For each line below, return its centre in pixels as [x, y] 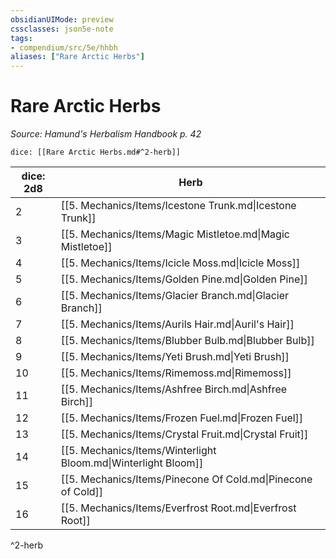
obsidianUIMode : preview [62, 19]
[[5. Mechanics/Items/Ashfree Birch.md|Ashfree [174, 389]
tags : [21, 38]
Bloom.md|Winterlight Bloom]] [132, 463]
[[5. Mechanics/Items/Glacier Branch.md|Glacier [175, 296]
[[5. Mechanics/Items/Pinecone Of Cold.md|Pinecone [186, 479]
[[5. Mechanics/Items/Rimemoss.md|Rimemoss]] [176, 373]
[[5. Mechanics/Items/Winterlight [138, 451]
